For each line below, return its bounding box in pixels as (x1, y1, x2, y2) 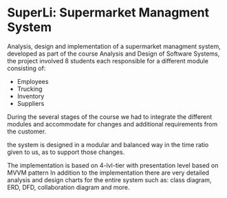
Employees (17, 77, 49, 85)
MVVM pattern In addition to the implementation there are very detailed (7, 168, 210, 177)
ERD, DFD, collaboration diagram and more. (7, 183, 130, 191)
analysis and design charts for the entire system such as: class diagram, (7, 175, 212, 184)
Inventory (17, 91, 45, 100)
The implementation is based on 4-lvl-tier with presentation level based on (7, 161, 219, 169)
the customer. (7, 127, 47, 135)
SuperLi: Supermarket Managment (7, 5, 210, 21)
